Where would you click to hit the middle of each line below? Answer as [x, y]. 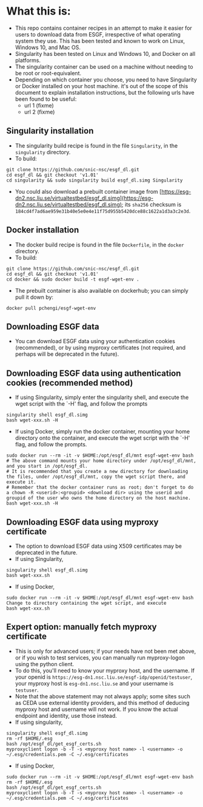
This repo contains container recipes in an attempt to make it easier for [104, 28]
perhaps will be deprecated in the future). [67, 354]
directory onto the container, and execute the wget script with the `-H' [102, 438]
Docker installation [43, 230]
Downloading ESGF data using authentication [94, 373]
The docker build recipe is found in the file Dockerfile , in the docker [99, 245]
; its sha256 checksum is [151, 204]
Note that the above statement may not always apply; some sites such [103, 696]
